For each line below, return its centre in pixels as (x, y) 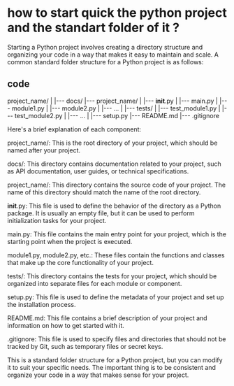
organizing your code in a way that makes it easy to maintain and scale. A (113, 55)
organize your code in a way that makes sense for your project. (98, 375)
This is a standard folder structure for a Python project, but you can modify (115, 360)
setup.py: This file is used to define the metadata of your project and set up (116, 297)
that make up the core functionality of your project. (80, 262)
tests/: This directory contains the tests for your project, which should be (112, 276)
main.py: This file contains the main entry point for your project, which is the (117, 234)
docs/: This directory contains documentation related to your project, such (114, 164)
